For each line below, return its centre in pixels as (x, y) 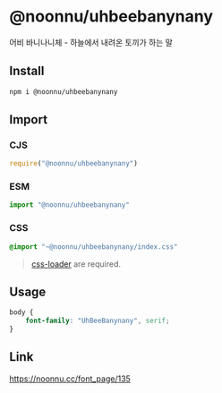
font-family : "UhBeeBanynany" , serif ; (98, 321)
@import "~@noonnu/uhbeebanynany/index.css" (94, 247)
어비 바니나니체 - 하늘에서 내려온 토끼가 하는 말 (91, 42)
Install (27, 71)
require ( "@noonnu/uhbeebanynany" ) (74, 164)
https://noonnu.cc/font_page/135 (70, 379)
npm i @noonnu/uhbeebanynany (64, 91)
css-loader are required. (76, 264)
